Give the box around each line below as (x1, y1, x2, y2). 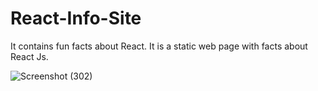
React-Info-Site (10, 7, 142, 30)
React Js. (10, 50, 49, 62)
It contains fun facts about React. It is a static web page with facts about (10, 40, 308, 52)
